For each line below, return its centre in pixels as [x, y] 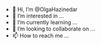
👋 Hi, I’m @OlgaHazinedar [45, 9]
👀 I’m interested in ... [38, 16]
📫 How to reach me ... [40, 36]
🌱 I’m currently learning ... [45, 22]
